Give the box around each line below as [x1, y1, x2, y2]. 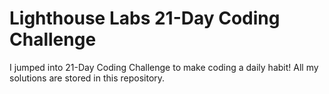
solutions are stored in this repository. [9, 72, 166, 84]
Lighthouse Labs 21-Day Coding [9, 7, 281, 30]
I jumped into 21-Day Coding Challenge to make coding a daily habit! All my [9, 61, 319, 73]
